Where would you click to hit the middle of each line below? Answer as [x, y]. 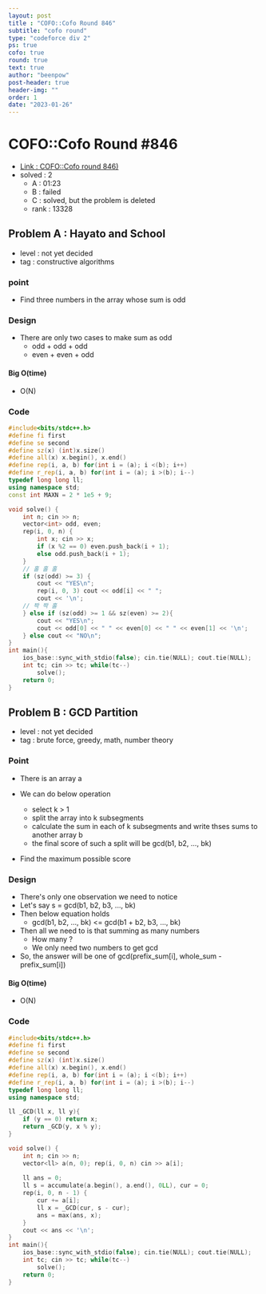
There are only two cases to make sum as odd [96, 338]
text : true [26, 68]
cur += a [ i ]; [59, 1201]
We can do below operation [65, 794]
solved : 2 [36, 175]
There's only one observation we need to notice [99, 897]
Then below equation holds [65, 914]
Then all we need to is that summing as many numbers [109, 931]
